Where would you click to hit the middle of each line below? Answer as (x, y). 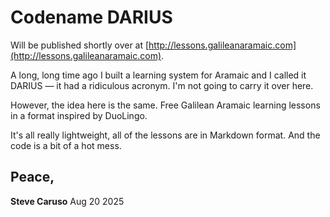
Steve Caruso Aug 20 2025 (67, 201)
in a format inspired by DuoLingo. (79, 115)
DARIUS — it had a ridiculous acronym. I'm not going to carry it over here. (162, 85)
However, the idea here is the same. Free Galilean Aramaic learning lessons (165, 105)
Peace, (32, 177)
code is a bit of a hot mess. (66, 145)
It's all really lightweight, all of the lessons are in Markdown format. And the (165, 135)
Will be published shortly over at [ (80, 45)
